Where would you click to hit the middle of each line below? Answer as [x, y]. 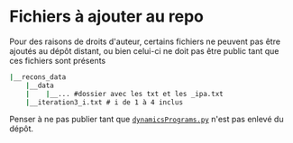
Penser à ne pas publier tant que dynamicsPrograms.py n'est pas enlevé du [146, 120]
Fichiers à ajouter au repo [107, 17]
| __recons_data [38, 77]
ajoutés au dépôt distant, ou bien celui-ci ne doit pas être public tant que [144, 50]
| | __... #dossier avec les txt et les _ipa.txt [124, 94]
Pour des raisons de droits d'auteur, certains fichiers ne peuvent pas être [145, 41]
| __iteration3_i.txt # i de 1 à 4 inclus [104, 102]
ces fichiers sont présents [58, 60]
